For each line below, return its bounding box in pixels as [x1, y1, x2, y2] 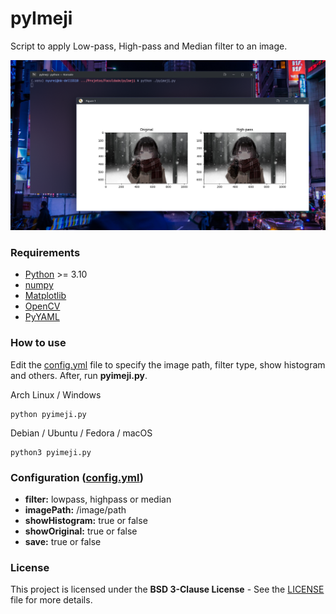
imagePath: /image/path [24, 504, 127, 516]
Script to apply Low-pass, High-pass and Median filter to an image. [10, 40, 288, 52]
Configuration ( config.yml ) [10, 470, 144, 484]
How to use [10, 336, 67, 350]
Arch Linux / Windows [10, 388, 102, 401]
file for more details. [10, 594, 93, 606]
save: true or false [24, 536, 102, 547]
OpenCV [24, 300, 61, 312]
